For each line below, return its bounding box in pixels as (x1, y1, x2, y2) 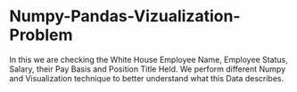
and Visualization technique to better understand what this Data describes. (9, 73, 284, 83)
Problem (9, 25, 73, 45)
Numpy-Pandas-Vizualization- (9, 6, 241, 27)
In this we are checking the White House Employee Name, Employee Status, (9, 54, 288, 65)
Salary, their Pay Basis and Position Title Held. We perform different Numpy (9, 64, 286, 74)
